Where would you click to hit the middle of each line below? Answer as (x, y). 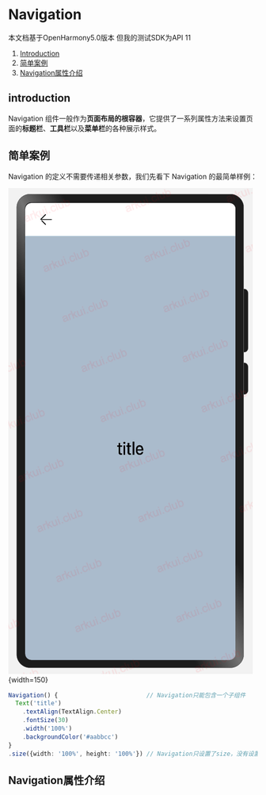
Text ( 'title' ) (38, 704)
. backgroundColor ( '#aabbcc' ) (70, 737)
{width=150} (28, 679)
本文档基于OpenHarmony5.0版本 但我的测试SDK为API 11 (100, 37)
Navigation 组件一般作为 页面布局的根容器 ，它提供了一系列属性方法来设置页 (131, 118)
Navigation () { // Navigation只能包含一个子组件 (127, 695)
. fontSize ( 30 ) (46, 720)
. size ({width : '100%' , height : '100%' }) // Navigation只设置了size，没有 (128, 754)
